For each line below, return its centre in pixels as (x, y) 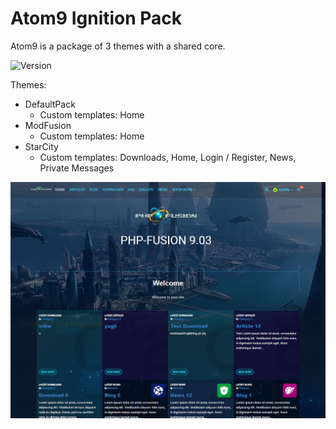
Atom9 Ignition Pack (96, 18)
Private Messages (77, 168)
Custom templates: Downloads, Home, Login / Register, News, (168, 157)
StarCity (41, 146)
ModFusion (48, 125)
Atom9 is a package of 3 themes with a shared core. (118, 46)
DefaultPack (50, 104)
